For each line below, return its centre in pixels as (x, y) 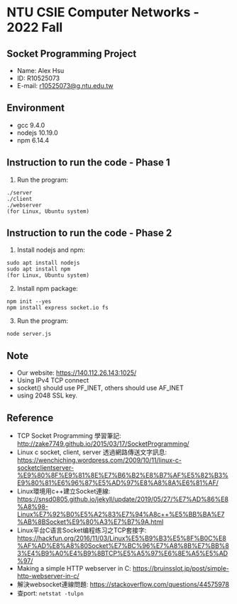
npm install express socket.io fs (58, 308)
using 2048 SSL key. (47, 395)
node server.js (29, 334)
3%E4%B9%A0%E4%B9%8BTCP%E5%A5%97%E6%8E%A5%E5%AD (122, 554)
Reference (30, 418)
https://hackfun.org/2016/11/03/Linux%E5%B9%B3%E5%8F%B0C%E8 (121, 538)
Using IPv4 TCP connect (53, 380)
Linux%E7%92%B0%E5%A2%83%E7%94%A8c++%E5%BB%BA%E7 (121, 515)
